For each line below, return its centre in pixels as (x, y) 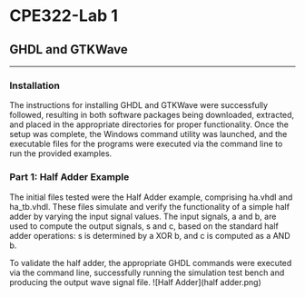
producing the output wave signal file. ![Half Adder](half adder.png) (135, 282)
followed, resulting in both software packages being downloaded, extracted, (152, 115)
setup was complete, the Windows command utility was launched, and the (148, 134)
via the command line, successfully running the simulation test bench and (147, 272)
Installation (35, 85)
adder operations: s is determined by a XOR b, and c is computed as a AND (150, 235)
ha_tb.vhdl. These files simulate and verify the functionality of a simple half (150, 206)
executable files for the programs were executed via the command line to (146, 144)
